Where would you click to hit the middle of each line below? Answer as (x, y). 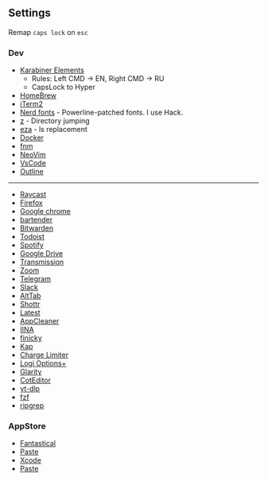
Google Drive (41, 254)
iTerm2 (31, 104)
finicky (31, 338)
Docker (32, 138)
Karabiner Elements (52, 70)
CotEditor (35, 380)
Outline (31, 172)
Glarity (31, 372)
